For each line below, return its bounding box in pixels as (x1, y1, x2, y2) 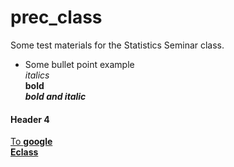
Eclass (10, 146, 39, 158)
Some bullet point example (24, 58, 135, 70)
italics (24, 69, 50, 81)
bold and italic (24, 90, 87, 102)
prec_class (10, 6, 103, 29)
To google (10, 136, 53, 148)
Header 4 (10, 113, 50, 125)
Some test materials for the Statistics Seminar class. (10, 39, 225, 51)
